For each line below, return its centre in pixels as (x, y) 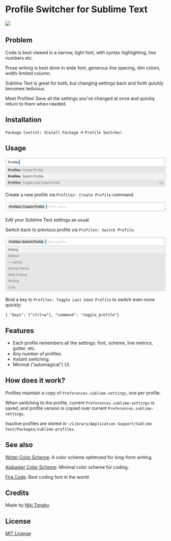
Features (20, 331)
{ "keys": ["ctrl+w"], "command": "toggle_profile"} (62, 315)
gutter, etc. (24, 348)
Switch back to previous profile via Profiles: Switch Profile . (70, 229)
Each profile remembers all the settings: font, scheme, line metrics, (83, 343)
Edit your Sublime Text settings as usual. (48, 220)
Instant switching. (31, 359)
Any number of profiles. (37, 354)
